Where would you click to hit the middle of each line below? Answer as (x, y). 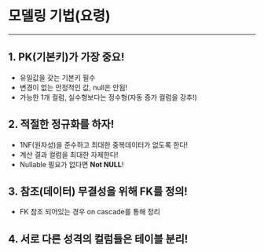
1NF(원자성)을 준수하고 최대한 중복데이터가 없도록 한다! (104, 144)
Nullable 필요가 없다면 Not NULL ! (71, 164)
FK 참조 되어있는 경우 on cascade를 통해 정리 (90, 212)
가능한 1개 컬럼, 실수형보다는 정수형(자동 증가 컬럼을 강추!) (108, 97)
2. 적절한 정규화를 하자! (61, 124)
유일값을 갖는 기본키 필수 (57, 77)
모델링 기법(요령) (60, 16)
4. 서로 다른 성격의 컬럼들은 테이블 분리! (98, 239)
